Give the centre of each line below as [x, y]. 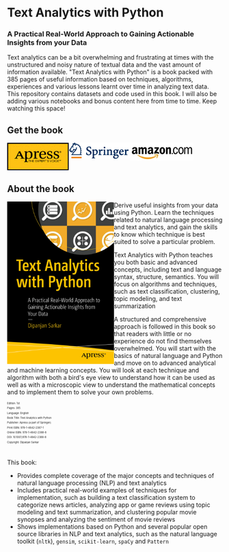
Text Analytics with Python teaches [163, 255]
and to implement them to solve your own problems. [80, 392]
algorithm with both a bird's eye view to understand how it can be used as [111, 378]
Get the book [35, 130]
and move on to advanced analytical [165, 363]
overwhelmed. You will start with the [165, 348]
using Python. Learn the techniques [164, 213]
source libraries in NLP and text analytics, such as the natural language [117, 534]
